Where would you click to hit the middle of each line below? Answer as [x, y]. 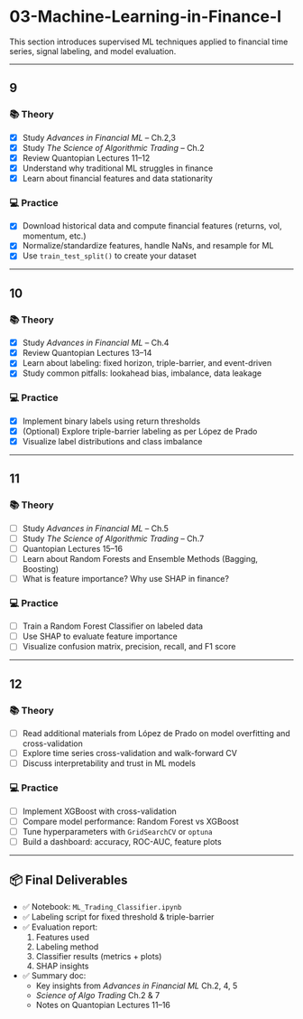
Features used [63, 937]
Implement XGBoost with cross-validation [100, 811]
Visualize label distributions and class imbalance [112, 441]
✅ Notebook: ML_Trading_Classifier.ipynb [102, 906]
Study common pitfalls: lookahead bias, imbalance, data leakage [142, 373]
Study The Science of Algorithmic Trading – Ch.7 [113, 538]
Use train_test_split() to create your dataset [109, 256]
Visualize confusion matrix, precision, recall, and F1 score [129, 647]
